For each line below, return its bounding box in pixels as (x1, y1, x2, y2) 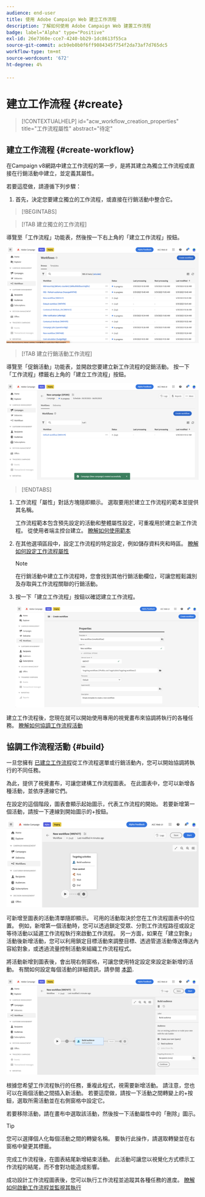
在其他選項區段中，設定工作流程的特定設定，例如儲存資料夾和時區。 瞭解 (15, 540, 199, 548)
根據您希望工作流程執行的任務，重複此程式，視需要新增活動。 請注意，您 (6, 1082, 190, 1089)
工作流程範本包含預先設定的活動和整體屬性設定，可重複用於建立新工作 (15, 519, 192, 527)
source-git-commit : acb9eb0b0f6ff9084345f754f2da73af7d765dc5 (6, 42, 168, 48)
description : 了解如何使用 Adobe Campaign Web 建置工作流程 (6, 23, 151, 29)
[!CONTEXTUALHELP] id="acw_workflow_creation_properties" (21, 118, 179, 125)
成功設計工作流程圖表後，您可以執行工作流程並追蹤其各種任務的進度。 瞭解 (6, 1176, 195, 1184)
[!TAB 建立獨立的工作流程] (21, 221, 87, 228)
